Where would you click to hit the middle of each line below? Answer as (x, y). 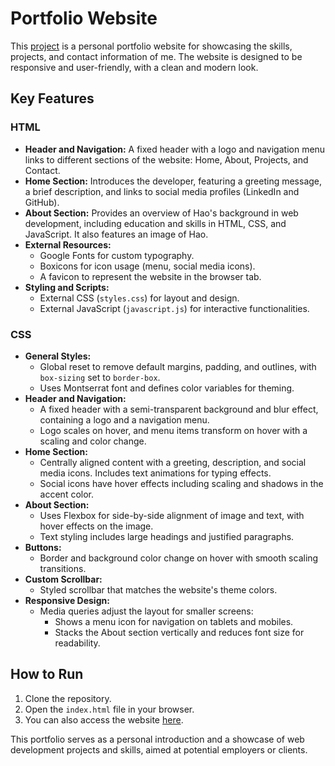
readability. (77, 643)
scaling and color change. (93, 441)
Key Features (52, 98)
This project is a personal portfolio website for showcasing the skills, (151, 46)
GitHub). (42, 202)
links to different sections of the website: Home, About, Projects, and (166, 159)
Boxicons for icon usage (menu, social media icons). (147, 266)
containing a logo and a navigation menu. (124, 419)
